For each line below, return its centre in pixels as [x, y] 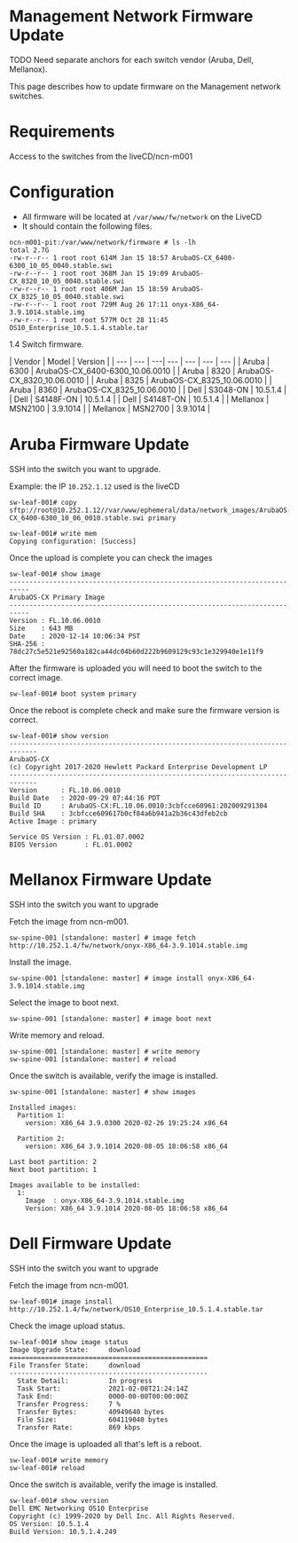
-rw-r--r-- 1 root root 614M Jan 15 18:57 [89, 258]
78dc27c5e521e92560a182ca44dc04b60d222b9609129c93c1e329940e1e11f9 [137, 651]
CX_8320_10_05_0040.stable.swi [67, 281]
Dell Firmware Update [90, 1243]
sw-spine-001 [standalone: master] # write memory [105, 1051]
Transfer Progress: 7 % [69, 1404]
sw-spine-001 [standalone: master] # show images [103, 1092]
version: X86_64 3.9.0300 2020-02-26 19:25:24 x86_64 [126, 1123]
